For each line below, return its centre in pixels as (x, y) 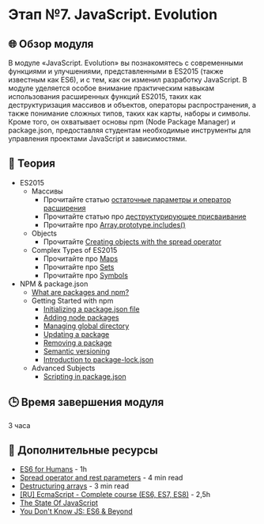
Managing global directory (86, 326)
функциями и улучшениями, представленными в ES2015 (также (116, 71)
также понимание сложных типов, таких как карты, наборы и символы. (129, 113)
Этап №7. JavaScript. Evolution (113, 15)
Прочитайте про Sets (79, 266)
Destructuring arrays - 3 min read (74, 486)
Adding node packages (81, 317)
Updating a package (76, 334)
